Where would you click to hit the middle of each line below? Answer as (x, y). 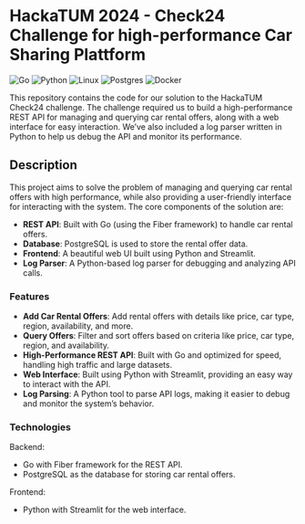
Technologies (40, 427)
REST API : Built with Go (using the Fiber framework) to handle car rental (158, 224)
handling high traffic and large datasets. (97, 365)
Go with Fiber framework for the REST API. (103, 465)
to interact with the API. (66, 384)
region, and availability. (66, 346)
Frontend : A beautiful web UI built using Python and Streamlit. (139, 253)
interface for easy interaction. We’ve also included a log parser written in (146, 126)
